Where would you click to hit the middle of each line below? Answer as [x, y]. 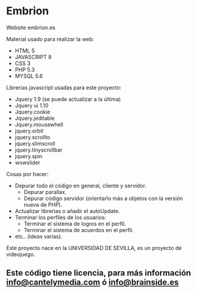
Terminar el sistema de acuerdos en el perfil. [79, 230]
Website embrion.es [31, 27]
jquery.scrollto [33, 137]
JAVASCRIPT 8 [33, 57]
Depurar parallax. [45, 192]
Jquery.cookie [33, 112]
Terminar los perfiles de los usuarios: [60, 217]
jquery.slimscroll [35, 143]
